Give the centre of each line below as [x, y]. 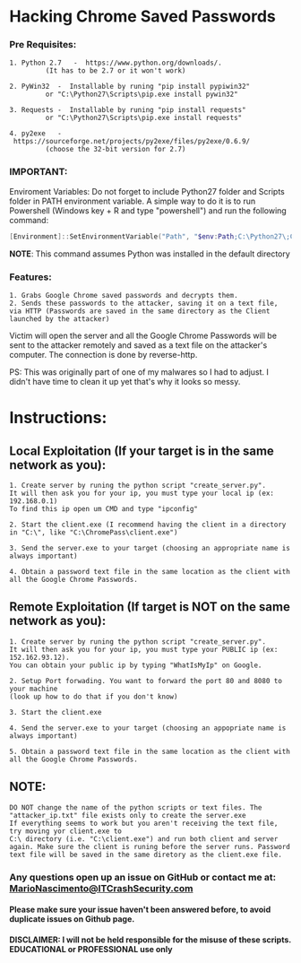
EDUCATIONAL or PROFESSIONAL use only [91, 949]
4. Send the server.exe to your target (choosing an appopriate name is [148, 728]
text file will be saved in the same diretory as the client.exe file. [146, 855]
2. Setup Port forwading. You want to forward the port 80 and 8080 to [146, 681]
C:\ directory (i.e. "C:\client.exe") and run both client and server [144, 839]
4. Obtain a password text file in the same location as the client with [150, 571]
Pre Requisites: [43, 45]
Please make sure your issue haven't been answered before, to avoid [140, 910]
